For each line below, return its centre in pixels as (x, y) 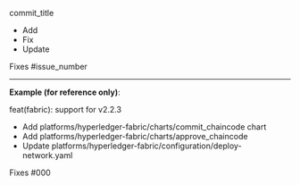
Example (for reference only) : (65, 92)
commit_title (32, 13)
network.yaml (47, 155)
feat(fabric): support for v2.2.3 (66, 109)
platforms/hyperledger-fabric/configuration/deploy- (147, 146)
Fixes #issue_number (48, 67)
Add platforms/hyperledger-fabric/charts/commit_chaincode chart (144, 127)
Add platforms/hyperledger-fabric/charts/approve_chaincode (135, 136)
